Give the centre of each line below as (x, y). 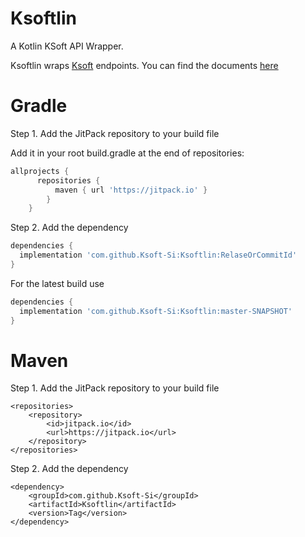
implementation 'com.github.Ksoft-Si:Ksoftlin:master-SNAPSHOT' (156, 311)
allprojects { (40, 171)
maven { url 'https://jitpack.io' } (131, 190)
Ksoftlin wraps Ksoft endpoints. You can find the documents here (144, 65)
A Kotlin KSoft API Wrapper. (67, 46)
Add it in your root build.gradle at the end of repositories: (127, 153)
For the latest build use (57, 283)
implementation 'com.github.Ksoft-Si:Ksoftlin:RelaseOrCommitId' (158, 255)
